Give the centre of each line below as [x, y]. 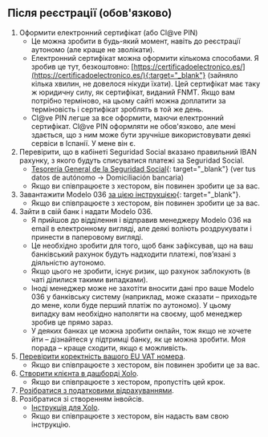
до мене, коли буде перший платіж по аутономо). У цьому [131, 305]
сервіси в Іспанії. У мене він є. [83, 143]
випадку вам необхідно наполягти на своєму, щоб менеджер [136, 314]
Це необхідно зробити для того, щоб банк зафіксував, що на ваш [142, 245]
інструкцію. [51, 424]
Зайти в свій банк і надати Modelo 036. [86, 211]
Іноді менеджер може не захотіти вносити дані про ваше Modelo [142, 288]
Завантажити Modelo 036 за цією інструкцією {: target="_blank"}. [130, 194]
